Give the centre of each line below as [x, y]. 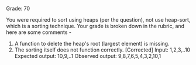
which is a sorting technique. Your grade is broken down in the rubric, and [95, 26]
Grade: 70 [18, 8]
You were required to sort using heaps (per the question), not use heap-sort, [98, 20]
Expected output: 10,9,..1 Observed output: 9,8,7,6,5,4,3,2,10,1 [88, 56]
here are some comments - [39, 32]
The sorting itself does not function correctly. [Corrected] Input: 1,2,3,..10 [102, 50]
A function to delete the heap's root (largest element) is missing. [92, 44]
